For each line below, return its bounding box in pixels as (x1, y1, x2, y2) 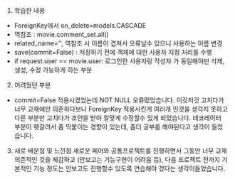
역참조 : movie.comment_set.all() (14, 31, 109, 38)
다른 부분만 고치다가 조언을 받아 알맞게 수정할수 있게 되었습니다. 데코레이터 (14, 114, 222, 122)
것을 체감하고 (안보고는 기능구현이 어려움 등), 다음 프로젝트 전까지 (38, 156, 221, 163)
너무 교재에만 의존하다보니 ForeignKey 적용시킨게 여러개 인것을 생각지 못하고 (14, 105, 228, 113)
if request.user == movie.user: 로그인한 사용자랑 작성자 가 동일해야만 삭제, (14, 57, 225, 65)
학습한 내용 (14, 6, 46, 14)
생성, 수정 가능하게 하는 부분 (14, 66, 93, 74)
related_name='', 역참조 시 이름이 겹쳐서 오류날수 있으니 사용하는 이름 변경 (14, 39, 223, 48)
